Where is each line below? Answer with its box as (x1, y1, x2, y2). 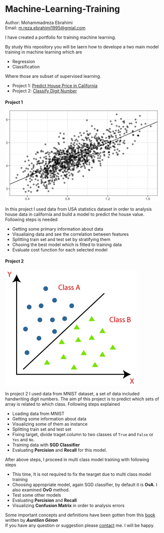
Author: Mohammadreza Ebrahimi (5, 20, 73, 25)
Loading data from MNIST (12, 411, 65, 416)
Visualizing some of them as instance (12, 421, 88, 427)
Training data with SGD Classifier (12, 442, 80, 448)
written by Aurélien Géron (5, 517, 58, 523)
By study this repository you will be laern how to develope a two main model (5, 44, 159, 49)
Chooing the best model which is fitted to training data (12, 242, 122, 248)
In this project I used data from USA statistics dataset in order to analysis (5, 206, 152, 212)
